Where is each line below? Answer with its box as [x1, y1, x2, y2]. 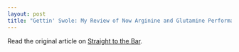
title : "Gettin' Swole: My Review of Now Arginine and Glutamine [7, 17, 205, 24]
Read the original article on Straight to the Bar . [7, 36, 143, 45]
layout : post [7, 10, 46, 18]
